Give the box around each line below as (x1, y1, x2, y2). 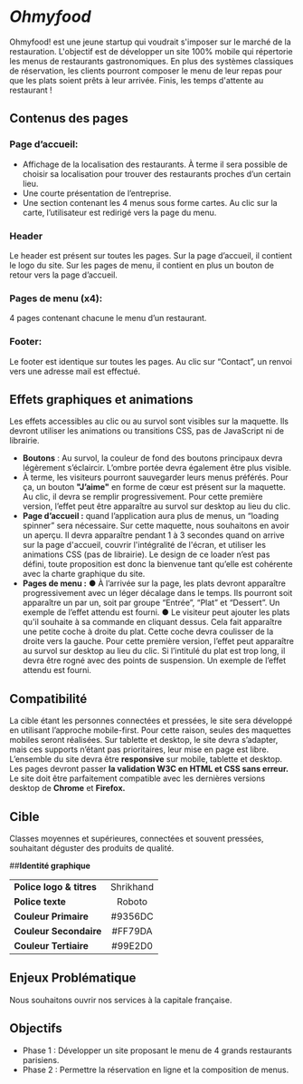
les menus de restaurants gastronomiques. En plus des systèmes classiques (9, 55, 294, 66)
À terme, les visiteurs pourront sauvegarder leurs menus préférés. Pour (22, 472, 289, 483)
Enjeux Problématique (9, 971, 137, 986)
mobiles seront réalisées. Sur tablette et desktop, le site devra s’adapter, (9, 735, 279, 746)
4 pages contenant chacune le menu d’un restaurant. (9, 313, 207, 324)
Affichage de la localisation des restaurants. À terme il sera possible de (22, 159, 288, 170)
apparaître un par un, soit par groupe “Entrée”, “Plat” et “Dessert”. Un (22, 597, 280, 609)
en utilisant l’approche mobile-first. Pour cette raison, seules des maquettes (9, 725, 291, 736)
